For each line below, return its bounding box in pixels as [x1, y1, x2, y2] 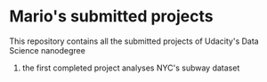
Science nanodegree [9, 45, 86, 55]
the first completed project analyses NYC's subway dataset [21, 62, 240, 73]
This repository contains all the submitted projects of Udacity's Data [9, 36, 260, 46]
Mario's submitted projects [9, 6, 214, 27]
